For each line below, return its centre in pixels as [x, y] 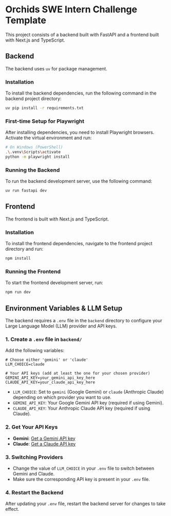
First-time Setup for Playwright [45, 121]
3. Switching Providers [34, 457]
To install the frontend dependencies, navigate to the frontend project [79, 244]
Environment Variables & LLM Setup [64, 308]
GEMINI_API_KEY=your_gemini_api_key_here [50, 378]
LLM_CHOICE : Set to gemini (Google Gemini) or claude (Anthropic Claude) [88, 392]
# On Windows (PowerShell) [34, 148]
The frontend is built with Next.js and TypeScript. [57, 219]
